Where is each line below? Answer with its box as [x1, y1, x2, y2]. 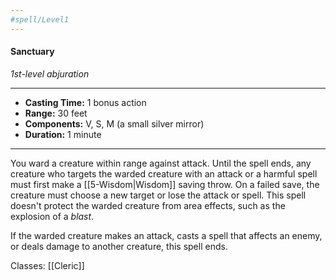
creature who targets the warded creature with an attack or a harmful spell [10, 167, 318, 180]
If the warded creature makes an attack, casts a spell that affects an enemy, [10, 229, 323, 241]
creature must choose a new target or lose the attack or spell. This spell [10, 189, 307, 201]
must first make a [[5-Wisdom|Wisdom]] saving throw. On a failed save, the [10, 178, 320, 190]
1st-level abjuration [10, 67, 90, 80]
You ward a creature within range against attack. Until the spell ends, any [10, 157, 312, 169]
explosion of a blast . [10, 210, 95, 222]
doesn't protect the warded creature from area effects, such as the [10, 199, 286, 211]
